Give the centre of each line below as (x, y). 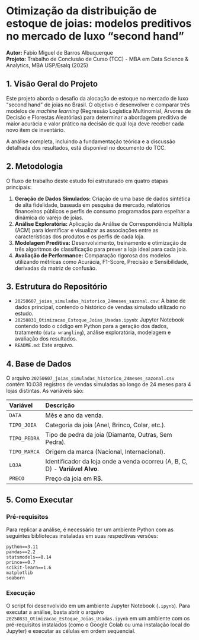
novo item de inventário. (36, 130)
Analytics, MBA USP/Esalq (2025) (47, 65)
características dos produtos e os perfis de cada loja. (80, 237)
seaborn (16, 578)
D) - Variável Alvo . (72, 469)
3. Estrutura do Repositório (57, 286)
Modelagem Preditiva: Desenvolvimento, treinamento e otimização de (100, 242)
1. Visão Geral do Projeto (52, 84)
